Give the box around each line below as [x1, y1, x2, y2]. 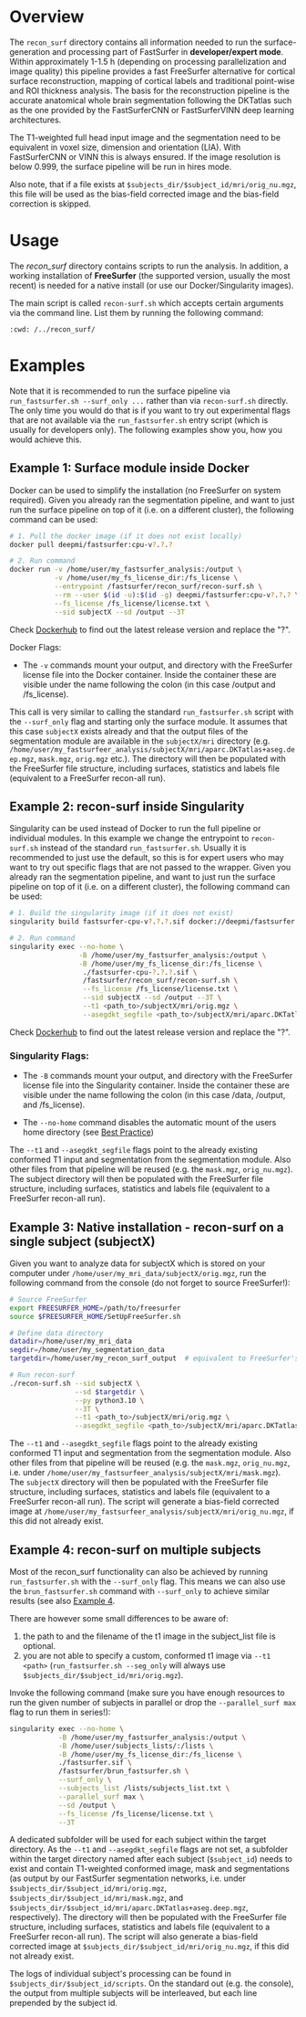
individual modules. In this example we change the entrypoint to [9, 833, 250, 844]
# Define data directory [9, 1328, 104, 1337]
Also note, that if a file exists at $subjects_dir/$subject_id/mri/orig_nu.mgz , [9, 178, 297, 189]
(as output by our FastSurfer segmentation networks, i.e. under [9, 1873, 246, 1884]
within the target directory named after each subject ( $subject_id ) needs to [9, 1853, 293, 1864]
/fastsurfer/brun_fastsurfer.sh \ [57, 1767, 189, 1776]
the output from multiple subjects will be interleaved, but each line [9, 1988, 258, 1999]
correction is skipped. [9, 198, 91, 209]
